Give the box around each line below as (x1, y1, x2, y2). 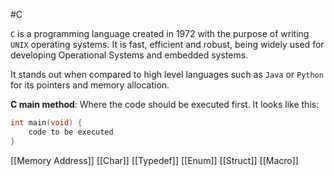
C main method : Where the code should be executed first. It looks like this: (10, 99, 320, 110)
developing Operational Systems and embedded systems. (10, 49, 249, 61)
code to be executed (28, 127, 114, 137)
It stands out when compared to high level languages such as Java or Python (10, 69, 324, 80)
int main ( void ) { (10, 118, 83, 128)
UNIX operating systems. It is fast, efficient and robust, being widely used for (10, 39, 325, 50)
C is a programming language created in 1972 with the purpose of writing (10, 28, 310, 39)
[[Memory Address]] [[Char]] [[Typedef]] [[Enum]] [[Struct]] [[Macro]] (10, 154, 299, 166)
